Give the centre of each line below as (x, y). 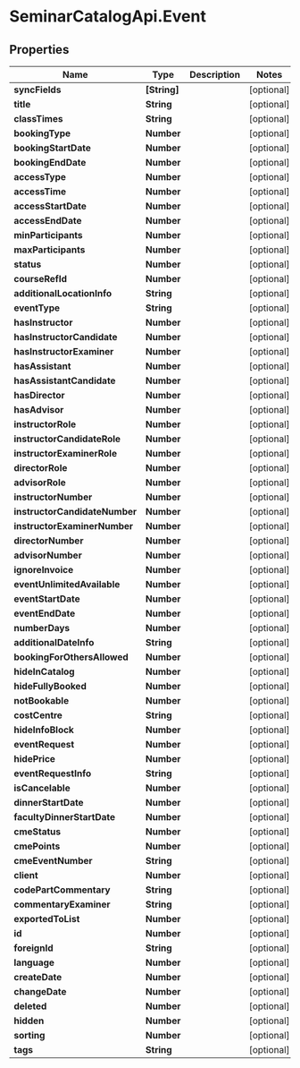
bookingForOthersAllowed (71, 657)
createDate (38, 977)
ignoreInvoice (44, 570)
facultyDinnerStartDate (65, 817)
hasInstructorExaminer (64, 351)
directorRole (41, 468)
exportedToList (47, 919)
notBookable (42, 701)
